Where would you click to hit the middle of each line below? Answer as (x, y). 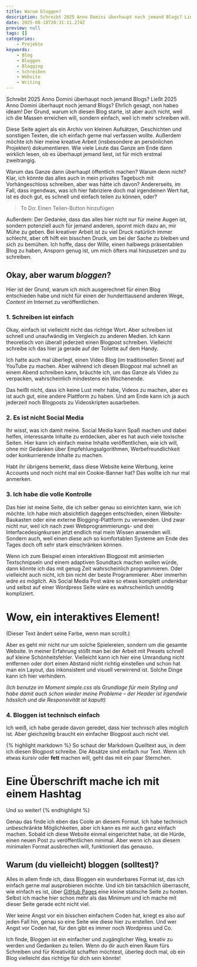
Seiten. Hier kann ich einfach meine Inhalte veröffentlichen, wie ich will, (92, 443)
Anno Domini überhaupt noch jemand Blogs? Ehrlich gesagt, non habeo (92, 105)
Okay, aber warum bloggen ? (59, 275)
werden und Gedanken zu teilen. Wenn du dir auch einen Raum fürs (88, 945)
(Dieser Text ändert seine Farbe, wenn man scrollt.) (68, 633)
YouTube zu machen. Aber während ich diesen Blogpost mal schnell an (92, 366)
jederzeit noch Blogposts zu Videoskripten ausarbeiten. (73, 403)
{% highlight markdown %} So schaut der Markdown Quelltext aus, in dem (96, 745)
